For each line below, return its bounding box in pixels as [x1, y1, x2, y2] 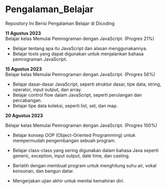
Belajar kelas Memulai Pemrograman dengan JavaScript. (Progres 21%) [5, 35, 155, 42]
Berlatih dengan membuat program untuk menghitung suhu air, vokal [12, 162, 156, 168]
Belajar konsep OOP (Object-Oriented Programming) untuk [12, 132, 136, 138]
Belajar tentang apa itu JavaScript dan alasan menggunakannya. [12, 45, 147, 51]
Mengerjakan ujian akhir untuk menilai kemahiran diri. [12, 177, 124, 183]
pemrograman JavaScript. [12, 56, 68, 62]
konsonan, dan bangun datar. [12, 168, 74, 174]
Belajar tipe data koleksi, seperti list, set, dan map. [12, 102, 118, 108]
